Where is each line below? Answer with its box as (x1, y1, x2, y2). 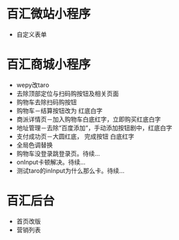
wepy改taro (16, 80, 49, 89)
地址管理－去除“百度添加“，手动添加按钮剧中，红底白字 (16, 123, 173, 132)
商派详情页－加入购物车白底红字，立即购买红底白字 (16, 115, 161, 123)
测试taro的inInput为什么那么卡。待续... (16, 166, 125, 175)
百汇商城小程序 (6, 57, 91, 73)
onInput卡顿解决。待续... (16, 158, 86, 166)
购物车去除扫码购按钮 (16, 97, 77, 106)
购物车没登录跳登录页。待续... (16, 149, 100, 158)
